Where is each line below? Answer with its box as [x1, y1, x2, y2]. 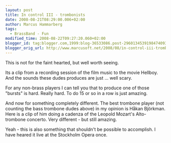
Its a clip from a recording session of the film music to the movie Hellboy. [5, 69, 158, 76]
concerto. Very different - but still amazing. [26, 116, 117, 123]
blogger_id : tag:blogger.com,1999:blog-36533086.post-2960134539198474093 [5, 41, 167, 46]
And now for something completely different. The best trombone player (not [5, 100, 164, 106]
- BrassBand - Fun [10, 31, 49, 36]
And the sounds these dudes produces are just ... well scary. [5, 75, 132, 81]
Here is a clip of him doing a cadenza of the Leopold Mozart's [5, 111, 135, 117]
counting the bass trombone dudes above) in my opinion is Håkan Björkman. [5, 105, 166, 111]
